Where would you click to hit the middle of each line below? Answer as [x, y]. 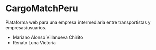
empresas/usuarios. [26, 27]
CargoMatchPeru [42, 9]
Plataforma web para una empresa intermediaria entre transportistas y [78, 22]
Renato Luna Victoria [34, 42]
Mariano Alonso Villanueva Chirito [48, 37]
